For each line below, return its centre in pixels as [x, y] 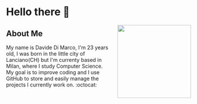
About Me [24, 34]
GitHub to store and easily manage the [52, 79]
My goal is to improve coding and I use [53, 72]
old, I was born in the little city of [45, 54]
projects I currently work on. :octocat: [52, 85]
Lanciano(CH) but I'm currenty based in [54, 60]
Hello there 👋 [38, 12]
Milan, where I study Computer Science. [55, 66]
